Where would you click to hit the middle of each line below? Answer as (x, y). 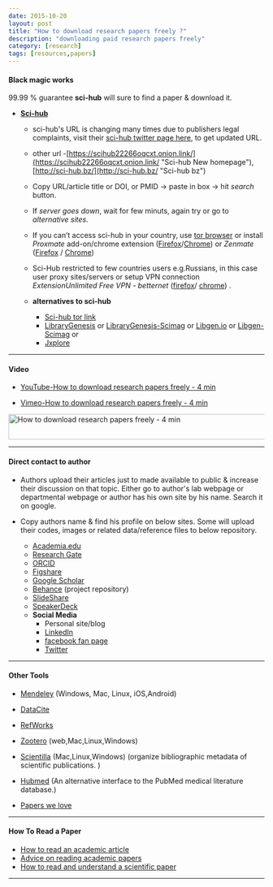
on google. (38, 505)
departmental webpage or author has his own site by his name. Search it (141, 497)
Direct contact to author (50, 461)
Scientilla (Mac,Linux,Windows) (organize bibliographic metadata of (134, 756)
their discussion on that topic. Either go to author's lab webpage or (132, 488)
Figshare (47, 571)
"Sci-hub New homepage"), (208, 162)
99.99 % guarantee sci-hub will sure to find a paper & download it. (120, 97)
